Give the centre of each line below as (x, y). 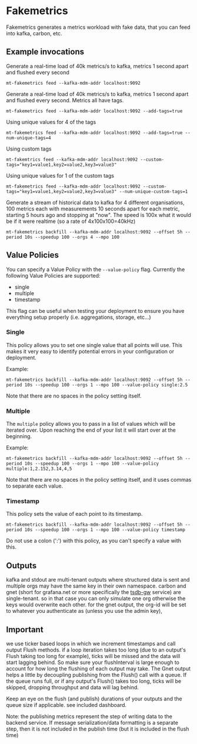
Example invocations (45, 52)
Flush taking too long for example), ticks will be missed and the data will (93, 656)
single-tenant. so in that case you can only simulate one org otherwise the (96, 599)
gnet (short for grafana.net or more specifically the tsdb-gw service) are (94, 592)
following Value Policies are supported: (54, 275)
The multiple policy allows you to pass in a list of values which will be (91, 424)
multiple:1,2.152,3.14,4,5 (39, 469)
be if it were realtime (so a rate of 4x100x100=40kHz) (71, 221)
